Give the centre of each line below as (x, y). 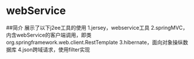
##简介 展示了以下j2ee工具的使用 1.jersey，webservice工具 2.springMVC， (97, 27)
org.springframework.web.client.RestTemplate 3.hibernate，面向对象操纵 (95, 42)
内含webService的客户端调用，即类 (49, 35)
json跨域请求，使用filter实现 (56, 49)
